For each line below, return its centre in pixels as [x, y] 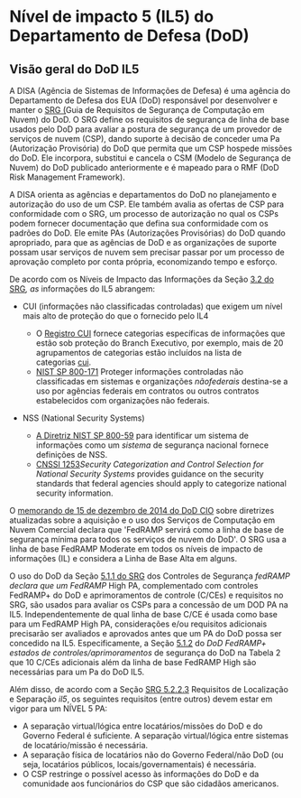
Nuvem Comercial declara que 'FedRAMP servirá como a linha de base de [147, 529]
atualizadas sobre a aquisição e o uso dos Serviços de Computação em [142, 520]
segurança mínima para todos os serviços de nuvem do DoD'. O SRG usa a [148, 539]
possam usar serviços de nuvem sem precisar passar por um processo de [147, 252]
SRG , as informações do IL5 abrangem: [82, 289]
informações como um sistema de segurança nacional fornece [152, 445]
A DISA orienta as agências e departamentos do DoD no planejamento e [143, 195]
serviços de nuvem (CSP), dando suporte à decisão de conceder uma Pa [145, 139]
